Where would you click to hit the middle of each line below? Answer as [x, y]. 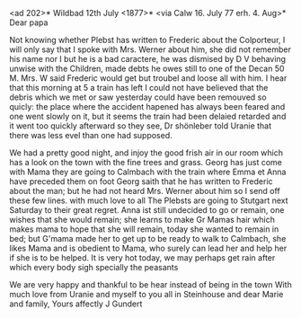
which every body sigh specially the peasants [94, 267]
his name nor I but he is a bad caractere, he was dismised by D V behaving [147, 59]
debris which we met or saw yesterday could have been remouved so [138, 97]
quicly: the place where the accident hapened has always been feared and [147, 106]
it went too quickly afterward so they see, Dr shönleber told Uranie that [141, 126]
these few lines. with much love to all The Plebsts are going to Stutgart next [149, 200]
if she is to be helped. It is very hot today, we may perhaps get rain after [142, 258]
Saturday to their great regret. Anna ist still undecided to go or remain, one [147, 210]
